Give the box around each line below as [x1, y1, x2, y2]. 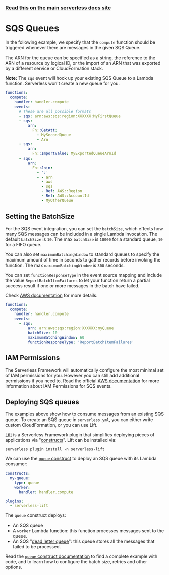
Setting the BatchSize [5, 212, 75, 221]
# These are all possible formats [18, 109, 92, 114]
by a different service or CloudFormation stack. [5, 65, 103, 71]
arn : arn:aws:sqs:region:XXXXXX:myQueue [27, 326, 114, 331]
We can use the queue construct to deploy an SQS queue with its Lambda [5, 456, 157, 462]
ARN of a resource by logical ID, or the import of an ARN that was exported [5, 60, 161, 66]
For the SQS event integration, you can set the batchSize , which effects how [5, 225, 163, 231]
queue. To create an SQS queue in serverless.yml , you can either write [5, 416, 153, 423]
